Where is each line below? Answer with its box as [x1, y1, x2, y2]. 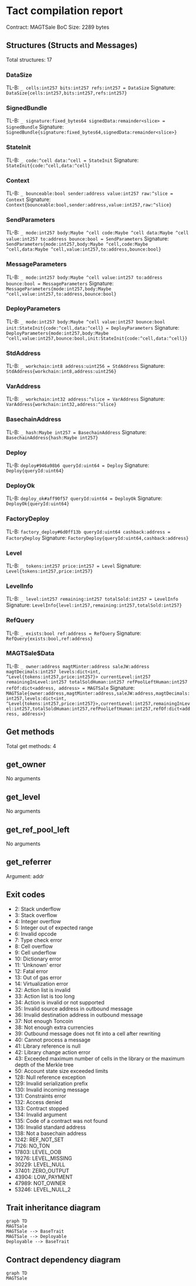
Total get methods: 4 [6, 742, 57, 749]
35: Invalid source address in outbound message [14, 1005, 133, 1012]
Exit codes [6, 890, 46, 900]
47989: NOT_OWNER [14, 1179, 66, 1186]
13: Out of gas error [14, 974, 62, 981]
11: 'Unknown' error [14, 961, 62, 969]
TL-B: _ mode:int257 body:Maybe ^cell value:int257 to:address [6, 273, 163, 280]
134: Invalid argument [14, 1111, 67, 1118]
